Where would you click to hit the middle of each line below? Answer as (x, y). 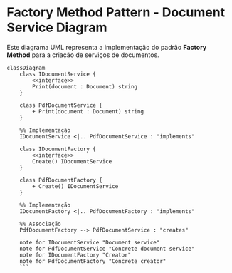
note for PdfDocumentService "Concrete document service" (107, 249)
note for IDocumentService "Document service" (90, 242)
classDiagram (26, 68)
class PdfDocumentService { (61, 105)
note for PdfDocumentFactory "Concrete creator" (93, 261)
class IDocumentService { (58, 74)
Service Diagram (57, 27)
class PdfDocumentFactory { (61, 180)
